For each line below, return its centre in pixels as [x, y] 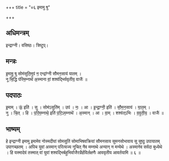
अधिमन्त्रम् [17, 33]
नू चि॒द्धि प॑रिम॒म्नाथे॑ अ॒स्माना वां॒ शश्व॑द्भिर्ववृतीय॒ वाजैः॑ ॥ [47, 79]
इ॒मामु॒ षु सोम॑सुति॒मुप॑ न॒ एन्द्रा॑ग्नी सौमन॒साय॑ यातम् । [44, 73]
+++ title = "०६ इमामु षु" [28, 7]
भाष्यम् [13, 129]
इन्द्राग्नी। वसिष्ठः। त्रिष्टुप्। [27, 45]
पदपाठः [14, 95]
